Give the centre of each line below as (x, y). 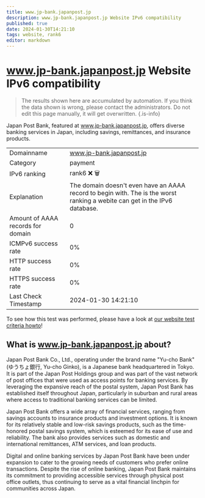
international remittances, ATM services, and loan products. (81, 444)
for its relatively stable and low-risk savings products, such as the (89, 424)
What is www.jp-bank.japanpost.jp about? (89, 345)
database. (84, 208)
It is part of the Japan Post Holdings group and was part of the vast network (102, 373)
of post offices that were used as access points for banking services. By (97, 380)
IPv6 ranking (27, 174)
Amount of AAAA (34, 218)
